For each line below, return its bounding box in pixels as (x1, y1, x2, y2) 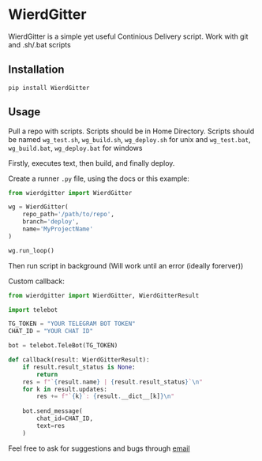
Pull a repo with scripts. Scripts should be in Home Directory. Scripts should (8, 126, 255, 136)
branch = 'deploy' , (22, 218, 80, 226)
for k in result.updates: (22, 385, 108, 393)
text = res (36, 422, 65, 429)
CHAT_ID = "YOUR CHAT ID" (8, 328, 93, 335)
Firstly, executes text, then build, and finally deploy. (8, 158, 175, 167)
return (36, 370, 58, 378)
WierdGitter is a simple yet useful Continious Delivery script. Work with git (8, 32, 249, 41)
